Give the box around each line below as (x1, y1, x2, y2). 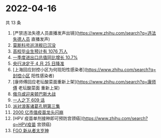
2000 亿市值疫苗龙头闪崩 (12, 109, 64, 115)
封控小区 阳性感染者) (12, 73, 54, 79)
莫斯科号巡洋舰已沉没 (12, 42, 56, 48)
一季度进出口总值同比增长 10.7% (12, 54, 78, 60)
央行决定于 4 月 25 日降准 (12, 60, 65, 66)
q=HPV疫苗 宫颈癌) (12, 121, 52, 127)
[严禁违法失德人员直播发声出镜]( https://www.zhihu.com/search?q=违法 (12, 30, 156, 36)
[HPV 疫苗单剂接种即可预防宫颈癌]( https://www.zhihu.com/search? (12, 115, 148, 121)
